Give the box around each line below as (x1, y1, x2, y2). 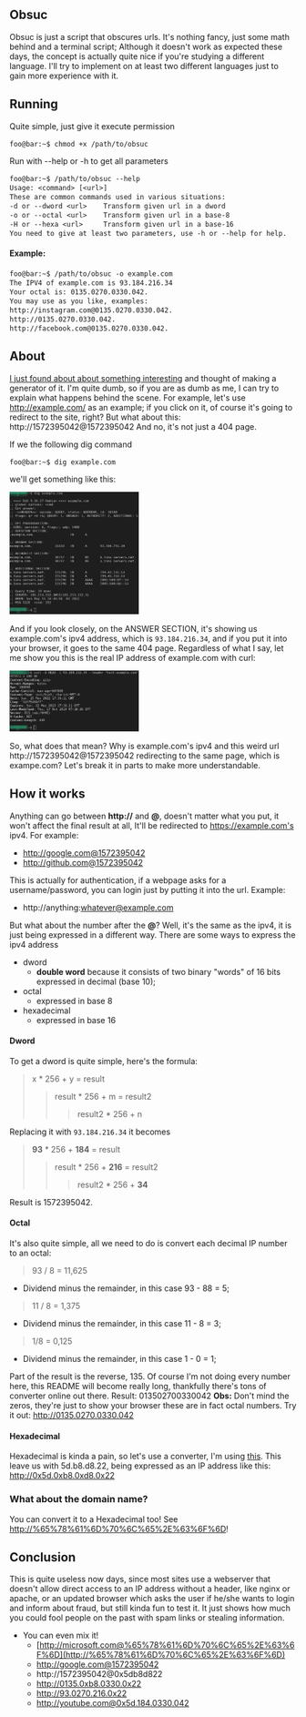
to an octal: (9, 1247, 52, 1259)
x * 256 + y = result (31, 1073, 106, 1084)
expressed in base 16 (36, 1014, 117, 1025)
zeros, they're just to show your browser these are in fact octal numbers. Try (9, 1400, 297, 1411)
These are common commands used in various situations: (9, 192, 226, 201)
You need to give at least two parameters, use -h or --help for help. (9, 229, 287, 238)
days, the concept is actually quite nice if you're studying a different (9, 50, 265, 62)
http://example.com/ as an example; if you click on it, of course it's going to (9, 401, 293, 412)
